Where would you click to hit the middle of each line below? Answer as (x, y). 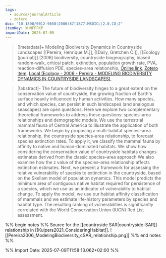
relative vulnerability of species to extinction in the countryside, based (89, 173)
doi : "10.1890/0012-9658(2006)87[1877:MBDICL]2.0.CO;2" (64, 24)
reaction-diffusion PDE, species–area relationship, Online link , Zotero (87, 68)
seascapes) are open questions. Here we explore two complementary (88, 109)
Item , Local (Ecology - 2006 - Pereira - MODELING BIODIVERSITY (84, 73)
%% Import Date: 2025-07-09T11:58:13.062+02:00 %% (62, 250)
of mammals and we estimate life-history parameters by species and (87, 199)
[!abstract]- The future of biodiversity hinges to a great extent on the (87, 88)
